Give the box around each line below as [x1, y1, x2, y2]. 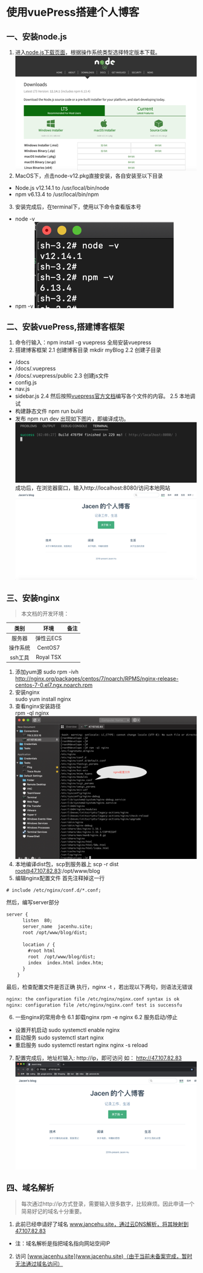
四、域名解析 [6, 1183, 54, 1193]
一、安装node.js [6, 31, 68, 42]
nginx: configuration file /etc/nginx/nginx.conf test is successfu [6, 1002, 182, 1008]
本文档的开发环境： [21, 610, 69, 617]
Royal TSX [36, 653, 62, 661]
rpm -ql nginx [14, 710, 50, 717]
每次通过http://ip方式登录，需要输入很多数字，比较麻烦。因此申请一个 [21, 1200, 195, 1207]
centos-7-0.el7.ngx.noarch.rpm [14, 681, 93, 689]
